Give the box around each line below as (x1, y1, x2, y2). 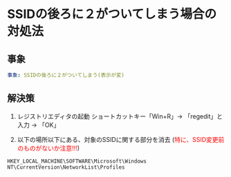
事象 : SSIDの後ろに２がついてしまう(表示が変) (7, 72, 124, 79)
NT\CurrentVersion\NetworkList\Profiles (7, 163, 126, 171)
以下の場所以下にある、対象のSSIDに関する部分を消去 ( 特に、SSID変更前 (17, 135, 225, 143)
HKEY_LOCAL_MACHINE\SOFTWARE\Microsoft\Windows (7, 158, 147, 165)
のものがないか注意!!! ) (17, 144, 80, 152)
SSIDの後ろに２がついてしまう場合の (7, 6, 216, 22)
